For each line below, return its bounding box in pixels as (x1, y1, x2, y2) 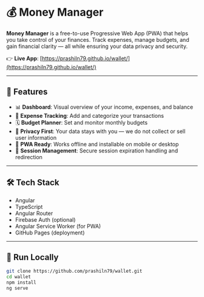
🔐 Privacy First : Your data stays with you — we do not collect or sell (15, 128, 186, 135)
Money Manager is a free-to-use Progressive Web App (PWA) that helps (6, 29, 188, 37)
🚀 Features (6, 87, 48, 97)
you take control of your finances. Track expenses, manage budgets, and (6, 36, 189, 43)
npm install (6, 279, 36, 286)
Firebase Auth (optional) (15, 216, 76, 223)
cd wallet (6, 274, 32, 280)
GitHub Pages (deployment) (15, 229, 85, 236)
